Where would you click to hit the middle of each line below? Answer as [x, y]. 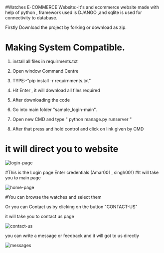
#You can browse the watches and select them [53, 197]
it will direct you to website [62, 149]
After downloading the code [41, 100]
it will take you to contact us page [40, 216]
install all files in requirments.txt [45, 61]
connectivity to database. [31, 18]
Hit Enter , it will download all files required [56, 90]
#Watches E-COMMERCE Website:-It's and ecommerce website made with [82, 7]
